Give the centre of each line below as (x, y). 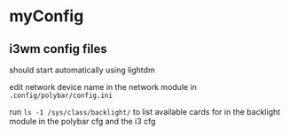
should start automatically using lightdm (82, 70)
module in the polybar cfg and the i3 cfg (82, 121)
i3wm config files (59, 49)
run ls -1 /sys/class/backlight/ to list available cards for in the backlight (145, 112)
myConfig (47, 16)
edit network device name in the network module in (103, 87)
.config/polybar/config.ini (61, 95)
